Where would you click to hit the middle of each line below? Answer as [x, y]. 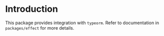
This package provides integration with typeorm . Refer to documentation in [82, 23]
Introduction [32, 9]
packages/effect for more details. [40, 28]
